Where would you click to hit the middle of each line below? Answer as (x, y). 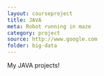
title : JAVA (24, 20)
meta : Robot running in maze (49, 26)
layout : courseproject (40, 13)
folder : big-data (32, 46)
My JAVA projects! (34, 65)
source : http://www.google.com (52, 39)
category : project (34, 33)
